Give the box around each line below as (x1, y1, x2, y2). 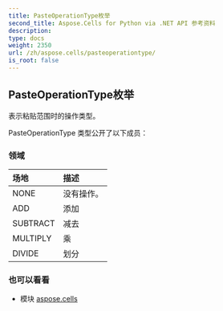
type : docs (8, 34, 45, 42)
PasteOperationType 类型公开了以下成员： (8, 127, 148, 137)
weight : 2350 (8, 42, 52, 50)
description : (8, 26, 52, 34)
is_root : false (8, 57, 59, 65)
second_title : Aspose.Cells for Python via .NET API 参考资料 (8, 19, 216, 27)
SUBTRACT (12, 217, 55, 228)
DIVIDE (12, 248, 39, 259)
